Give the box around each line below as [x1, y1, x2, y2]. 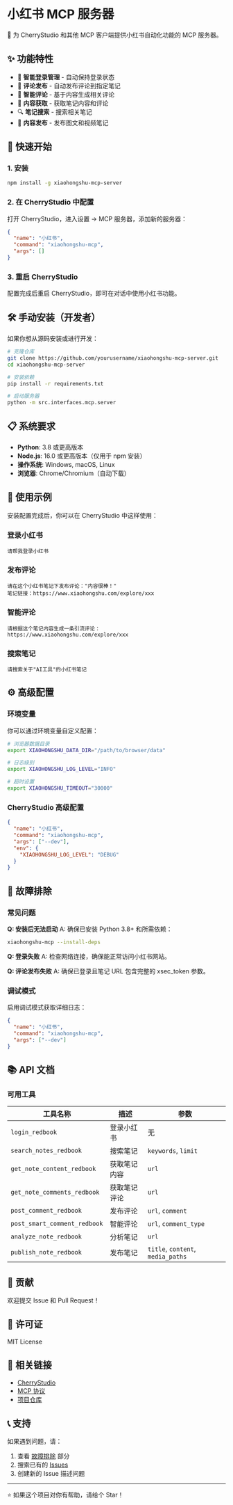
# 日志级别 [7, 759, 35, 766]
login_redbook [10, 1129, 58, 1136]
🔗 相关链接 [7, 1360, 52, 1371]
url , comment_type [147, 1219, 205, 1229]
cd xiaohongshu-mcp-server [7, 361, 85, 368]
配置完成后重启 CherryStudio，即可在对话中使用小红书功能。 [7, 289, 181, 298]
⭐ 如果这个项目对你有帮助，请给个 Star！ [7, 1490, 124, 1499]
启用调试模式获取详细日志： [7, 1003, 87, 1012]
